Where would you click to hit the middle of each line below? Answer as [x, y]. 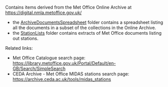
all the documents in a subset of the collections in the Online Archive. [84, 28]
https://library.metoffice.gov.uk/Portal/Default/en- [64, 63]
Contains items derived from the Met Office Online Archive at [68, 7]
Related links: [19, 48]
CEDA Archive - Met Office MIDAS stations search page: [71, 74]
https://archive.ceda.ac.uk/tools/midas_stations [62, 79]
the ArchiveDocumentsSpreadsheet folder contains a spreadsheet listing [88, 22]
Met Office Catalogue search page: [49, 58]
